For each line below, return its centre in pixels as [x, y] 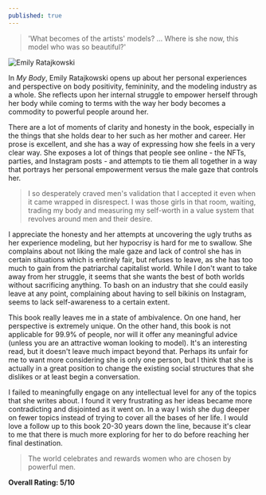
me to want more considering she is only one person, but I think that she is [131, 359]
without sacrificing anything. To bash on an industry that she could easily [128, 285]
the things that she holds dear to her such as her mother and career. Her [127, 136]
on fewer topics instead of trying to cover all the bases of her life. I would [128, 417]
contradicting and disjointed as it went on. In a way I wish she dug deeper [129, 409]
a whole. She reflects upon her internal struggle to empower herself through [133, 94]
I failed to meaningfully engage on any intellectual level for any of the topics [133, 392]
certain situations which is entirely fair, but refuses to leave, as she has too [131, 259]
